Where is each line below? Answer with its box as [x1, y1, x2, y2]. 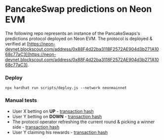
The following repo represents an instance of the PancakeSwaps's [5, 30, 140, 36]
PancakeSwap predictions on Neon [5, 3, 152, 15]
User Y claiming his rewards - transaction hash [12, 129, 108, 135]
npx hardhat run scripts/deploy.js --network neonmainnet [5, 86, 127, 91]
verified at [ [5, 41, 29, 47]
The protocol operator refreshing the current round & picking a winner [12, 119, 155, 125]
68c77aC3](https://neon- [5, 51, 56, 57]
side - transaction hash [12, 124, 60, 130]
